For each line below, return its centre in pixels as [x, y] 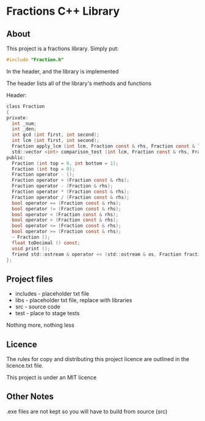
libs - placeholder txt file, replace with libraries [74, 300]
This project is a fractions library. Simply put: [63, 48]
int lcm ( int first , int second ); [56, 141]
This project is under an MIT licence [52, 377]
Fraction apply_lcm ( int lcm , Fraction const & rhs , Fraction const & [103, 146]
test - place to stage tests [47, 313]
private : [17, 117]
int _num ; [24, 124]
